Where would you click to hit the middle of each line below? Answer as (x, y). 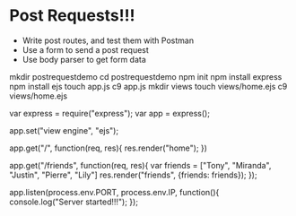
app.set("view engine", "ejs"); (64, 130)
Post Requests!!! (72, 16)
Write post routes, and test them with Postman (108, 40)
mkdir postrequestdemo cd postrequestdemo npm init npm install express (146, 76)
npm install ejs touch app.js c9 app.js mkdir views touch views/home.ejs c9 (148, 86)
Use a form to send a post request (86, 49)
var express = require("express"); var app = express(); (110, 113)
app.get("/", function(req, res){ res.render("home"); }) (109, 148)
